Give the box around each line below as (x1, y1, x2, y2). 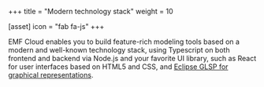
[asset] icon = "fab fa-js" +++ (8, 22, 105, 31)
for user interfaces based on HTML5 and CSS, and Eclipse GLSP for (8, 62, 229, 71)
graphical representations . (8, 71, 94, 79)
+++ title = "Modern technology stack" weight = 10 (8, 7, 173, 16)
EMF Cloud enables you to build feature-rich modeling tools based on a (8, 37, 240, 46)
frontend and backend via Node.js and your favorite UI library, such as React (8, 54, 257, 63)
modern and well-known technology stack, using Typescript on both (8, 45, 230, 54)
